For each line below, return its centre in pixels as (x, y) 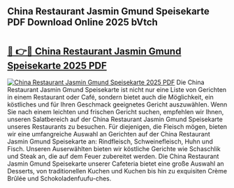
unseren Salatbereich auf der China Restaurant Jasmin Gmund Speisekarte (115, 119)
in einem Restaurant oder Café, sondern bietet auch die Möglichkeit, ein (111, 97)
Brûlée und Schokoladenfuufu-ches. (59, 178)
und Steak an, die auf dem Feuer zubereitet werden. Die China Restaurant (113, 156)
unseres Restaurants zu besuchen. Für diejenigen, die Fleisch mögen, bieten (117, 127)
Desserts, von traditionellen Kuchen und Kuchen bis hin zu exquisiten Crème (117, 171)
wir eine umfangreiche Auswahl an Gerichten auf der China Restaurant (109, 134)
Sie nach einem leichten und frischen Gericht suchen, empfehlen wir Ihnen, (116, 112)
